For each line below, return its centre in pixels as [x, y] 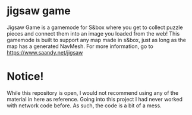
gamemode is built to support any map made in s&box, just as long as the [97, 40]
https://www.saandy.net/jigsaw [45, 52]
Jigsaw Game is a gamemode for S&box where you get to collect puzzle [95, 27]
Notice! [25, 77]
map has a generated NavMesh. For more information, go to [80, 46]
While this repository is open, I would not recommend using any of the [93, 92]
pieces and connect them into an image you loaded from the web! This [93, 33]
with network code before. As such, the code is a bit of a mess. [84, 106]
